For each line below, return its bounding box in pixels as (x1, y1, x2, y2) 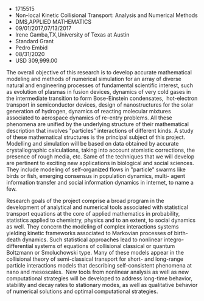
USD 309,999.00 (15, 57, 58, 64)
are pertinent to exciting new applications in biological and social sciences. (6, 160, 194, 166)
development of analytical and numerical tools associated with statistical (6, 204, 189, 211)
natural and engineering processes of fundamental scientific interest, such (6, 82, 194, 89)
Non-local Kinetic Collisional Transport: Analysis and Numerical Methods (15, 12, 198, 19)
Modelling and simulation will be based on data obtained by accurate (6, 140, 179, 147)
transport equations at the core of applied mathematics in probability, (6, 210, 180, 217)
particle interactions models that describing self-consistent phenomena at (6, 262, 192, 269)
